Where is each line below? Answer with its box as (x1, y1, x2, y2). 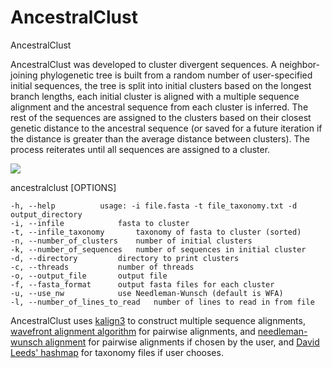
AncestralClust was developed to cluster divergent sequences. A (10, 58, 278, 70)
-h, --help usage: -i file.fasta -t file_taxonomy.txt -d (10, 201, 298, 211)
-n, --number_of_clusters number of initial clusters (10, 236, 253, 246)
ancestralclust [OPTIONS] (10, 181, 117, 193)
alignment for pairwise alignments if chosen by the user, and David (44, 336, 320, 348)
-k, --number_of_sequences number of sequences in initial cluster (10, 244, 307, 255)
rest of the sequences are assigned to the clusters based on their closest (10, 111, 312, 123)
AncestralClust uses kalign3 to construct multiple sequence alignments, (10, 314, 306, 326)
